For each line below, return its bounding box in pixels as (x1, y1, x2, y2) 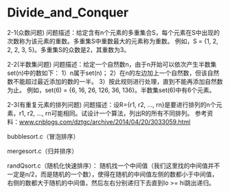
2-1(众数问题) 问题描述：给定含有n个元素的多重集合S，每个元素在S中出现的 (7, 28, 220, 36)
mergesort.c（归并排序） (7, 146, 78, 155)
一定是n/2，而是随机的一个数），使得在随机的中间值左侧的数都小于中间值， (7, 170, 218, 178)
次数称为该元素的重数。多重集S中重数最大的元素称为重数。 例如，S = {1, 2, (7, 36, 218, 45)
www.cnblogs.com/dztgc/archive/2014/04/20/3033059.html (19, 117, 191, 126)
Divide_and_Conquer (7, 5, 129, 21)
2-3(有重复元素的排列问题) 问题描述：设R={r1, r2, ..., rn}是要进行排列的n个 (7, 100, 216, 109)
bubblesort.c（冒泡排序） (7, 132, 80, 140)
